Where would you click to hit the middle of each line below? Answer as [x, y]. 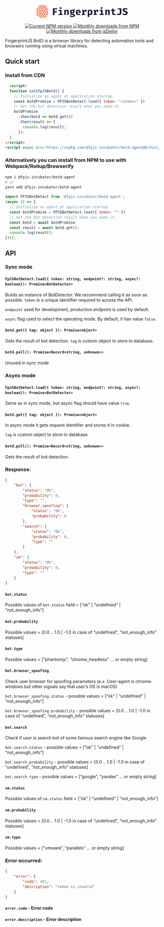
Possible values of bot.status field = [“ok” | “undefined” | [63, 605]
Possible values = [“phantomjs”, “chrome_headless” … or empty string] [76, 659]
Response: [18, 469]
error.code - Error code [29, 908]
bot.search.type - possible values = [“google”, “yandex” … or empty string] [81, 777]
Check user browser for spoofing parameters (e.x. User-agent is [70, 681]
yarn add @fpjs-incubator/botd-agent [43, 187]
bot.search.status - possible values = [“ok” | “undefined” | [64, 747]
